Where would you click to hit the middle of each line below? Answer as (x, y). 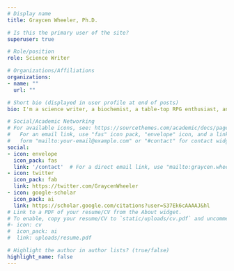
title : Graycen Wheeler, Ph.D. (53, 20)
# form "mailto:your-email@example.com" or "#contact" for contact (110, 141)
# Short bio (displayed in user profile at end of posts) (93, 102)
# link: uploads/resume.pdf (49, 238)
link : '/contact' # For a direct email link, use (88, 167)
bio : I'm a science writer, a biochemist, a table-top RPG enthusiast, (113, 109)
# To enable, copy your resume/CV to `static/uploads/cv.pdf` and (106, 219)
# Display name (29, 14)
